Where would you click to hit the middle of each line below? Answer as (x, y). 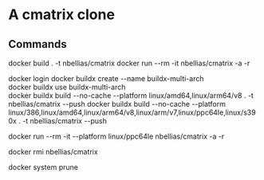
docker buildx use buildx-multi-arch (67, 87)
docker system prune (43, 167)
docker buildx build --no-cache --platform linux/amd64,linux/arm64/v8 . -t (131, 96)
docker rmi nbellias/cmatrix (53, 152)
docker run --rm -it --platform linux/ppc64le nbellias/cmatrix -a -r (116, 136)
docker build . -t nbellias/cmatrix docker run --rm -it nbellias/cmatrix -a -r (129, 63)
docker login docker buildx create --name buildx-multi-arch (106, 78)
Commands (38, 44)
